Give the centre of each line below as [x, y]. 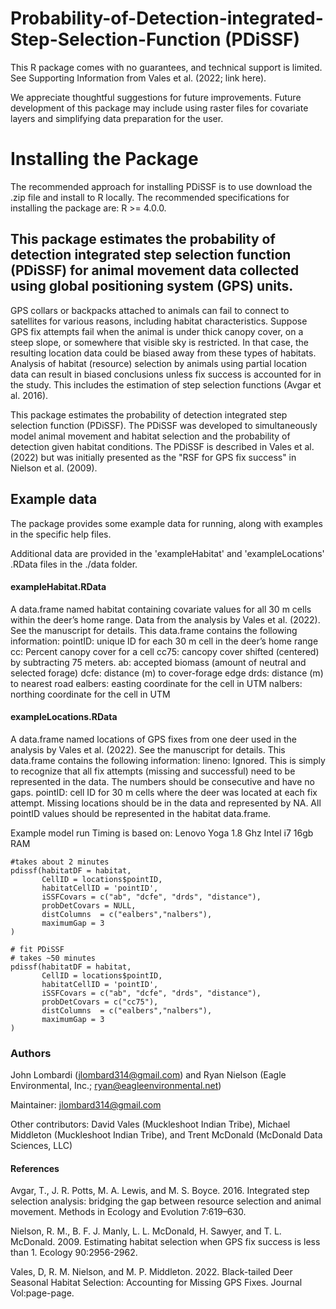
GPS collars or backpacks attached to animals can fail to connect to [150, 310]
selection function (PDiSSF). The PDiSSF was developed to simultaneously [164, 425]
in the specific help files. [61, 534]
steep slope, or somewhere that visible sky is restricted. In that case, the [159, 342]
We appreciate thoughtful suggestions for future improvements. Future [156, 97]
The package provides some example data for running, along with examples [166, 523]
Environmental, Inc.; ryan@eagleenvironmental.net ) [116, 1086]
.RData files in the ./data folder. [74, 564]
